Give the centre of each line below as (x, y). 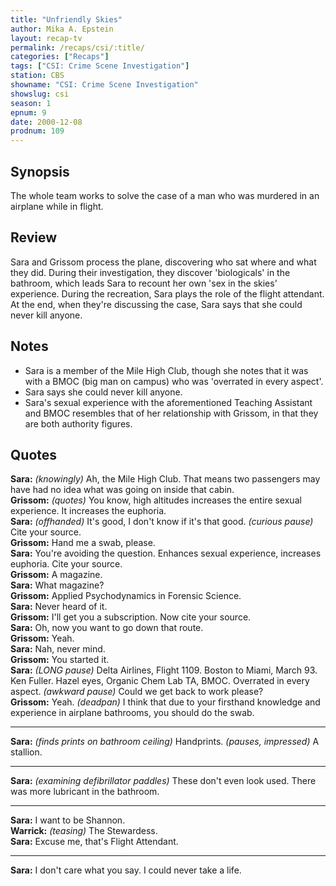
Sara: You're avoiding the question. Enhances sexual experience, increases (166, 553)
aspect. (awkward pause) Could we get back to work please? (137, 692)
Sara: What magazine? (57, 585)
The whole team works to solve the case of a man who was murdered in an (165, 195)
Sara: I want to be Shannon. (68, 820)
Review (34, 237)
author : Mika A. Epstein (62, 29)
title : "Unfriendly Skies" (66, 19)
